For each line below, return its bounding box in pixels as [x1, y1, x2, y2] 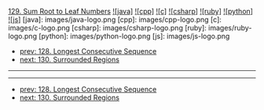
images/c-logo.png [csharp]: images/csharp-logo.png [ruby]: [8, 23, 207, 32]
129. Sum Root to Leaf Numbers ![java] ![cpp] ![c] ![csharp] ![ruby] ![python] [8, 7, 254, 16]
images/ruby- [207, 23, 252, 32]
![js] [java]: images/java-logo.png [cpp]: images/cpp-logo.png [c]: [8, 15, 222, 24]
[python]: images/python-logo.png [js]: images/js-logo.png [38, 31, 230, 41]
